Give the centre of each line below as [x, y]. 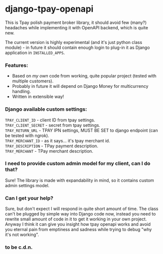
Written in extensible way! [38, 97]
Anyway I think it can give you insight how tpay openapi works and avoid [78, 224]
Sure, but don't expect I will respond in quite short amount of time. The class [82, 209]
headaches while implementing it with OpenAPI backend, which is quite [77, 27]
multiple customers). [33, 81]
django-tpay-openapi [49, 9]
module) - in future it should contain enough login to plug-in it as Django [77, 47]
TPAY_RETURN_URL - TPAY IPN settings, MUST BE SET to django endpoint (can [81, 130]
